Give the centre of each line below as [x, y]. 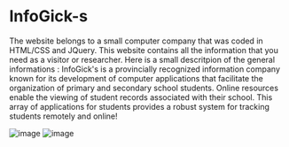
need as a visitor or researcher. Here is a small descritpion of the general [142, 59]
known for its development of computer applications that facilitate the [136, 78]
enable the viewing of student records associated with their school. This [141, 97]
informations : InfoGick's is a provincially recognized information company [145, 69]
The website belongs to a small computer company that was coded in [136, 41]
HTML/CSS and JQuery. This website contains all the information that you [144, 50]
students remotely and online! [63, 116]
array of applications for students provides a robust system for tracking [140, 106]
